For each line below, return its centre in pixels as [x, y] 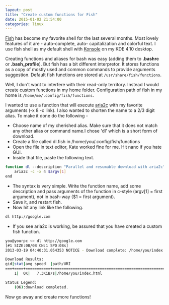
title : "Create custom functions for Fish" [52, 15]
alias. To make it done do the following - [47, 116]
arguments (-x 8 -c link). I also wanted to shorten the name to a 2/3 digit [80, 110]
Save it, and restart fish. [37, 202]
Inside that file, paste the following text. [53, 158]
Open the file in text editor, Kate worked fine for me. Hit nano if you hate [87, 147]
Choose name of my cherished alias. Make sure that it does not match [85, 126]
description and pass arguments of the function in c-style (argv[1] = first [87, 191]
